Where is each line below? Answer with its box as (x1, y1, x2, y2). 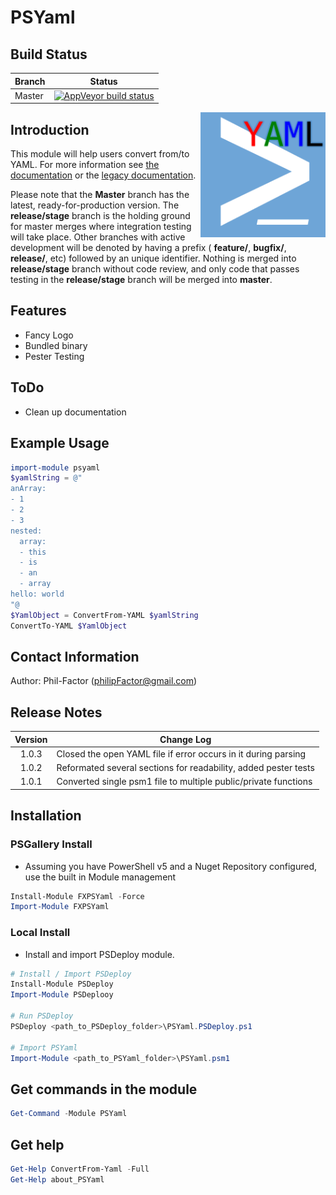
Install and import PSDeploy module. (24, 948, 175, 960)
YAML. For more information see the (10, 159, 160, 171)
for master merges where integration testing (10, 221, 192, 233)
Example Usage (10, 435, 110, 452)
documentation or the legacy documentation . (10, 169, 197, 181)
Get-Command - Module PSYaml (10, 1109, 128, 1119)
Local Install (10, 926, 71, 940)
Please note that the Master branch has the (10, 189, 190, 201)
